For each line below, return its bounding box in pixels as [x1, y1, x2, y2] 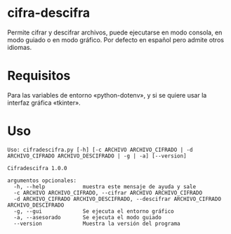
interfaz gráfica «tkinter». [7, 98, 81, 107]
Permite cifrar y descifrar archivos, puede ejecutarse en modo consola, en [7, 28, 223, 37]
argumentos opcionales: [7, 177, 77, 184]
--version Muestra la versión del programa [13, 220, 180, 227]
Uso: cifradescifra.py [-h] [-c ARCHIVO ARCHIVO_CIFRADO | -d [7, 146, 193, 153]
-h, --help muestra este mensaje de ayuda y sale [13, 183, 197, 190]
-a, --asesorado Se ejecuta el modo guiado [13, 214, 161, 221]
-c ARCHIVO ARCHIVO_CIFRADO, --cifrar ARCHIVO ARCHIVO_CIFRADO [13, 189, 202, 196]
